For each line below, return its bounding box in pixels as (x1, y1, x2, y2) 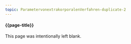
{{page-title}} (5, 22, 34, 28)
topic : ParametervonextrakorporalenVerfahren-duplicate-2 (5, 7, 126, 12)
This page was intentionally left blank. (5, 33, 82, 39)
